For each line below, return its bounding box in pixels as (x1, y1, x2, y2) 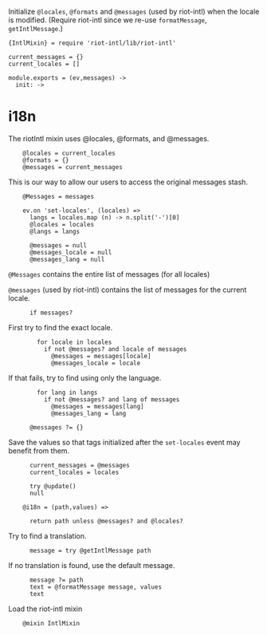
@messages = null (29, 241, 88, 250)
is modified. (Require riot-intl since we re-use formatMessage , (8, 15, 207, 25)
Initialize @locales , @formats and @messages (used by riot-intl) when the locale (8, 7, 260, 16)
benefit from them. (8, 446, 70, 456)
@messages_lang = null (29, 255, 105, 263)
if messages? (29, 309, 73, 317)
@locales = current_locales (22, 149, 116, 157)
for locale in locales (37, 338, 112, 346)
